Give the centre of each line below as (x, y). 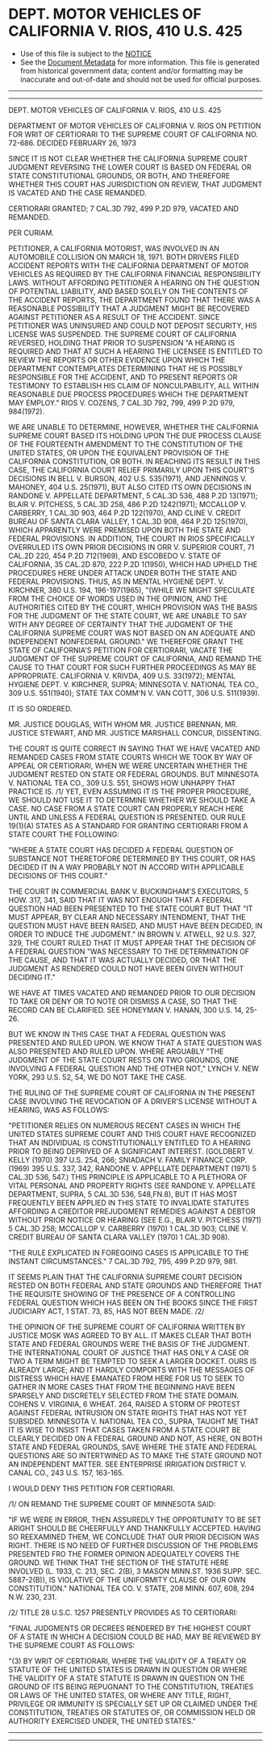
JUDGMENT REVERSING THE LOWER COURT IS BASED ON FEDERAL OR (130, 167)
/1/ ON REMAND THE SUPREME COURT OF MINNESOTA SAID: (112, 1504)
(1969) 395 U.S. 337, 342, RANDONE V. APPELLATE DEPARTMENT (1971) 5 (132, 1168)
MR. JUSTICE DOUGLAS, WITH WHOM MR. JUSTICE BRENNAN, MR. (123, 724)
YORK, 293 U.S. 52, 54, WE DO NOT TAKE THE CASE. (98, 1077)
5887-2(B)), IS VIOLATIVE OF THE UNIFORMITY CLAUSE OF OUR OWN (127, 1579)
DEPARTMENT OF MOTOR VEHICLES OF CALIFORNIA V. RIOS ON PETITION (135, 125)
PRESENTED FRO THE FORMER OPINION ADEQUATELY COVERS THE (124, 1554)
